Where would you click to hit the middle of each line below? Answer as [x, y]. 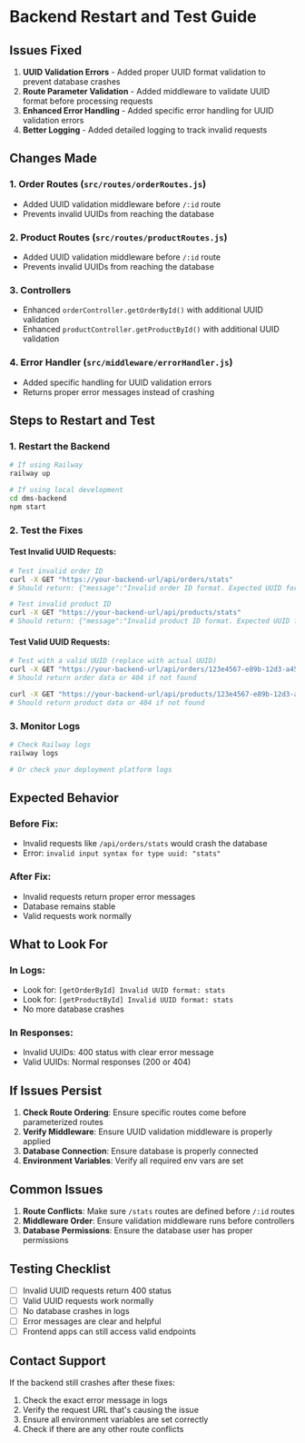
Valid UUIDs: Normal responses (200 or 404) [107, 1062]
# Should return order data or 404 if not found [103, 677]
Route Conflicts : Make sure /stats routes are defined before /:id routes [158, 1211]
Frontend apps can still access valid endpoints [109, 1331]
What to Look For [59, 944]
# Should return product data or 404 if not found [107, 702]
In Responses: [42, 1033]
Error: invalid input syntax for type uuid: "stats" [122, 853]
